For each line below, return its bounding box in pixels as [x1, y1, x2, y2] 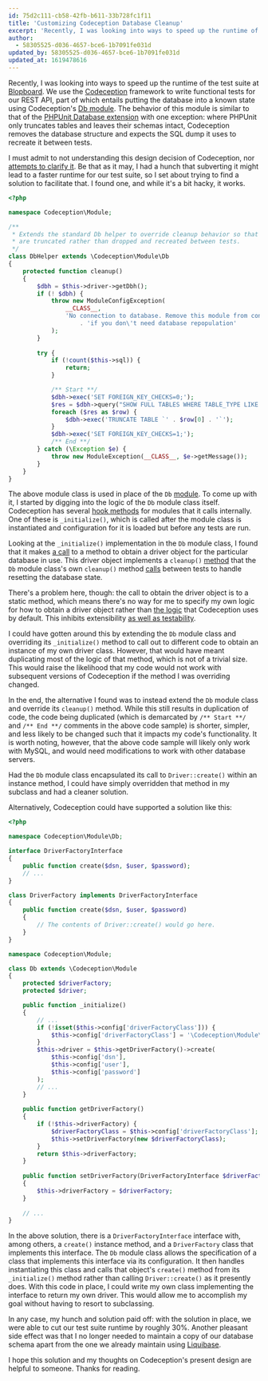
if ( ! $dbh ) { [37, 289, 84, 298]
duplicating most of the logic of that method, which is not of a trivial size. [8, 654, 248, 664]
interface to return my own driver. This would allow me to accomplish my [8, 1291, 247, 1300]
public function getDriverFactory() [22, 1105, 145, 1113]
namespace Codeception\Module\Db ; [8, 832, 124, 841]
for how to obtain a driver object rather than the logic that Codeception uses [8, 605, 259, 615]
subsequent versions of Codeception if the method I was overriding [8, 672, 231, 681]
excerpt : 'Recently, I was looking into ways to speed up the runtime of [8, 26, 259, 34]
